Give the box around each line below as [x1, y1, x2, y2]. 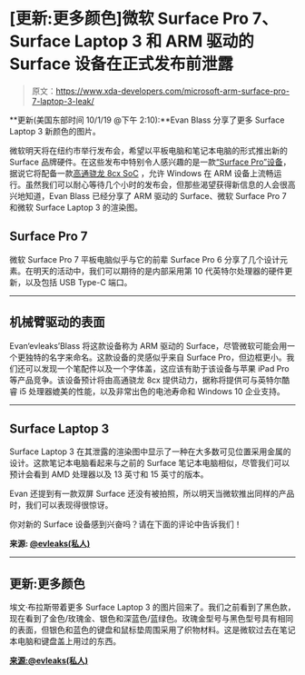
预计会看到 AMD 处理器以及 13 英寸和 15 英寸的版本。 [9, 469, 209, 480]
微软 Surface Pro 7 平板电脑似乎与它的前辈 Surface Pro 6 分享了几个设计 [9, 253, 280, 264]
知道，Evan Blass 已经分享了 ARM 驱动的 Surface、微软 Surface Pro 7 [25, 190, 288, 201]
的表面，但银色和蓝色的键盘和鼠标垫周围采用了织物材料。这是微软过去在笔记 [9, 624, 296, 636]
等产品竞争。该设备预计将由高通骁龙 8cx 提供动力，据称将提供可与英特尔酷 [9, 374, 290, 385]
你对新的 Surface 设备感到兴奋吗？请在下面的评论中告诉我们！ [9, 519, 242, 530]
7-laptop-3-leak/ [31, 95, 95, 106]
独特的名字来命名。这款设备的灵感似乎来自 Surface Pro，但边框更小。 [25, 352, 287, 362]
